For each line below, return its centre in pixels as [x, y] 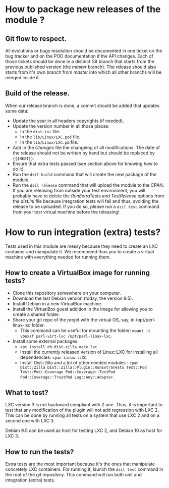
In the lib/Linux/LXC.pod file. [50, 137]
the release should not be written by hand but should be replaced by [83, 153]
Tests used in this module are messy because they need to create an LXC [81, 246]
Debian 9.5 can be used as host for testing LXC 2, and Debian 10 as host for [84, 430]
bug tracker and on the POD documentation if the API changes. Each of [79, 56]
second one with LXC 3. [30, 421]
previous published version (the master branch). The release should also [81, 67]
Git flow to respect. [36, 39]
